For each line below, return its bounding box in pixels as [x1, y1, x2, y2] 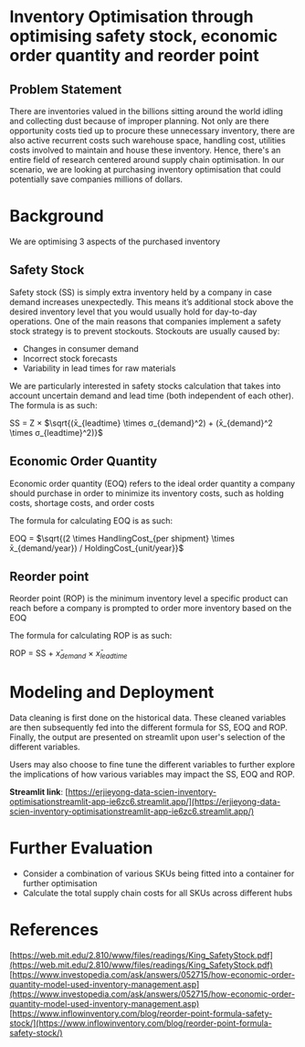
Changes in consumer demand [22, 343, 139, 354]
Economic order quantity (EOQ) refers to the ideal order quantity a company [9, 478, 295, 489]
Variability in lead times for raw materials [22, 363, 176, 374]
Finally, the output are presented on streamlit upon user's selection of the [9, 732, 286, 743]
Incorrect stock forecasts [22, 353, 118, 364]
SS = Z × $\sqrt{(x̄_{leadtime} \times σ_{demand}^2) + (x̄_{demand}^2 [9, 418, 274, 428]
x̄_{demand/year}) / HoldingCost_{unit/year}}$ [9, 542, 184, 554]
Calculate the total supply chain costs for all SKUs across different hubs [22, 888, 293, 899]
